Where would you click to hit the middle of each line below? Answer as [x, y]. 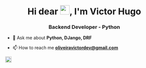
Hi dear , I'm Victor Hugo [84, 12]
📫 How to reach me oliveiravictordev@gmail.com [65, 48]
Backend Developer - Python [84, 27]
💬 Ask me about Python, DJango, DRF [52, 38]
